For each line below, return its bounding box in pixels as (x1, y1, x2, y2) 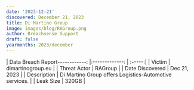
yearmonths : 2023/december (6, 42, 73, 48)
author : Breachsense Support (6, 31, 79, 37)
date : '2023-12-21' (6, 8, 55, 15)
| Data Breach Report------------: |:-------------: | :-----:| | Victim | (6, 58, 170, 66)
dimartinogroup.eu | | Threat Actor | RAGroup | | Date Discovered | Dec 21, (6, 64, 189, 72)
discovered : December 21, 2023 (6, 14, 84, 20)
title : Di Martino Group (6, 20, 68, 26)
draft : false (6, 36, 39, 42)
